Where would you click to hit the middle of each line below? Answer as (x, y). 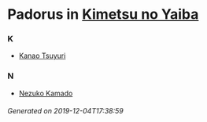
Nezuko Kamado (46, 93)
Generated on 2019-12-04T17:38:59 (65, 111)
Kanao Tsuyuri (42, 56)
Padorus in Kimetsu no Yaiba (103, 14)
